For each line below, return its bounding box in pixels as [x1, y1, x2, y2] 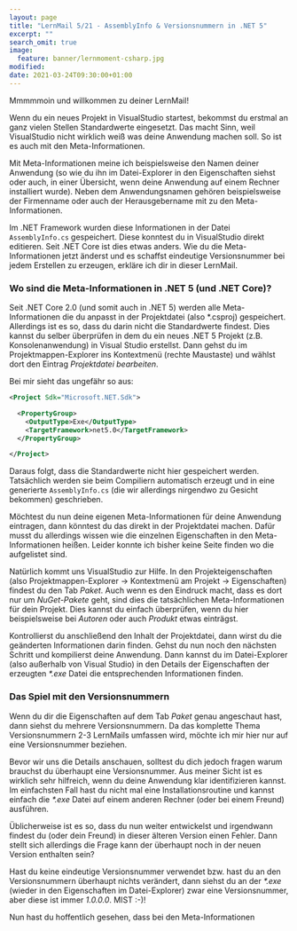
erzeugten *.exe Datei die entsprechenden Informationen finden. [9, 668, 244, 679]
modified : [9, 63, 46, 72]
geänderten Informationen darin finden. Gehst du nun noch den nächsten [9, 640, 277, 651]
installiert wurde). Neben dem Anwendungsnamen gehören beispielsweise [9, 185, 281, 196]
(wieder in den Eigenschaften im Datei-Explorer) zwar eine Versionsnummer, [9, 885, 289, 895]
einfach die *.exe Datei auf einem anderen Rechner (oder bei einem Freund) [9, 793, 285, 804]
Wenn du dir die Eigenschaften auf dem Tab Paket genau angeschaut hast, [9, 711, 283, 722]
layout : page [9, 12, 58, 22]
